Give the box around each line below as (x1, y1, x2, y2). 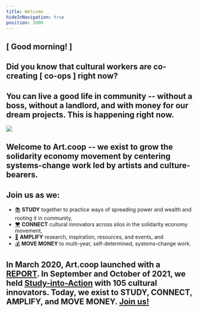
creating (6, 71, 38, 81)
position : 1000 (6, 20, 44, 25)
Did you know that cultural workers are (6, 62, 152, 72)
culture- (159, 160, 191, 171)
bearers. (6, 170, 38, 180)
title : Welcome (6, 8, 44, 15)
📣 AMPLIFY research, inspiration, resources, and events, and (14, 233, 164, 240)
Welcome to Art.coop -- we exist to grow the (6, 142, 173, 152)
